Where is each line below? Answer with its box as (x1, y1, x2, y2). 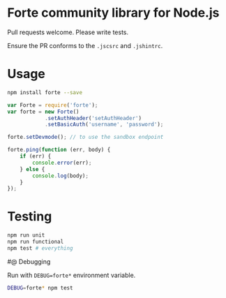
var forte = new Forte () (7, 108, 80, 115)
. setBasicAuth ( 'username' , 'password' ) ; (44, 121, 164, 128)
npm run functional (7, 239, 64, 246)
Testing (7, 209, 52, 225)
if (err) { (20, 153, 52, 160)
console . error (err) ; (32, 159, 92, 166)
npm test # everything (7, 244, 73, 252)
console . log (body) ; (32, 172, 89, 179)
